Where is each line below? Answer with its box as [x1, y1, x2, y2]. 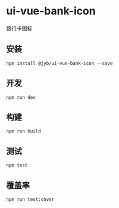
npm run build [6, 128, 42, 134]
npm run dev [6, 94, 36, 100]
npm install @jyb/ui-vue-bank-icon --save [6, 60, 113, 67]
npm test [6, 162, 28, 168]
